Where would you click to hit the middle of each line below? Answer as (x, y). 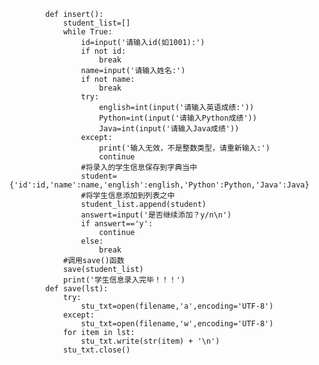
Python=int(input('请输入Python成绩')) (177, 118)
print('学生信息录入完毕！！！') (124, 280)
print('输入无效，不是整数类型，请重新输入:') (184, 148)
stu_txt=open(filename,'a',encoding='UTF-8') (177, 306)
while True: (87, 32)
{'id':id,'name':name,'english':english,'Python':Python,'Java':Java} (159, 185)
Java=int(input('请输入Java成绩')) (169, 129)
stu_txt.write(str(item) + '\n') (150, 341)
